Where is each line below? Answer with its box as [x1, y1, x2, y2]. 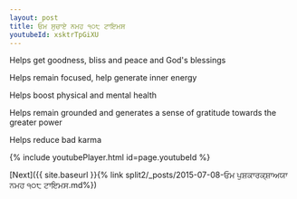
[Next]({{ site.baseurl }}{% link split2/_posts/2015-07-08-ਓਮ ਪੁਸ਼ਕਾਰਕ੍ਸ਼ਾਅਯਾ [9, 169, 288, 181]
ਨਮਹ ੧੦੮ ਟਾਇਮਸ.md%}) [9, 180, 98, 191]
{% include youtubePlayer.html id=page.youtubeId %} [9, 152, 211, 163]
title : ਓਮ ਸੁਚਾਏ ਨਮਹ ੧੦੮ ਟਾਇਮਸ [9, 22, 126, 31]
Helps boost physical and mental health [9, 90, 157, 100]
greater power [9, 117, 62, 128]
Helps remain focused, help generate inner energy [9, 72, 197, 83]
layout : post [9, 13, 59, 23]
